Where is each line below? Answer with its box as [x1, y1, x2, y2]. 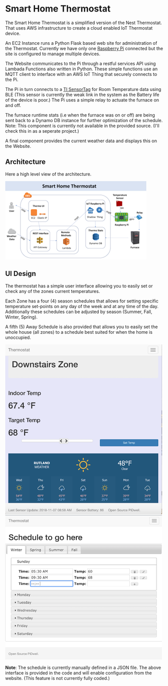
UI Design [5, 269, 36, 278]
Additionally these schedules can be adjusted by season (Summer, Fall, [5, 309, 152, 315]
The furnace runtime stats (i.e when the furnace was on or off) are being [5, 112, 155, 118]
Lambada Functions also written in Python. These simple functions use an [5, 66, 158, 72]
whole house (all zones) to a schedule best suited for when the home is [5, 329, 153, 335]
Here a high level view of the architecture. [5, 171, 92, 177]
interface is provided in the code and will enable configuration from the [5, 669, 152, 676]
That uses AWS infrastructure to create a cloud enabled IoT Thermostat [5, 25, 153, 31]
